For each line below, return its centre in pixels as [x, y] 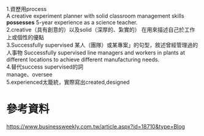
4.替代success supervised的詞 [45, 67]
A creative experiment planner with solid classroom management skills [96, 16]
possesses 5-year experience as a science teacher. [72, 22]
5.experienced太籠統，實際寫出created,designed [68, 82]
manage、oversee [29, 74]
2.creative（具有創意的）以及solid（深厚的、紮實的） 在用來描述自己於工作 [101, 30]
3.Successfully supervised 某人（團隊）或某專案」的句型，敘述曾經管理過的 [102, 45]
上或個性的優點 [25, 37]
